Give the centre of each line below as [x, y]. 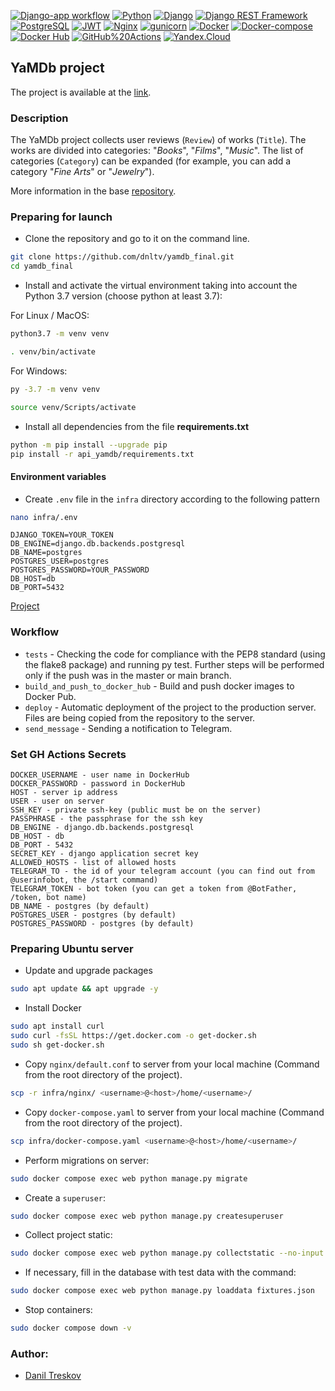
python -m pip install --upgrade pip [89, 445]
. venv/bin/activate [53, 352]
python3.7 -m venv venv [60, 334]
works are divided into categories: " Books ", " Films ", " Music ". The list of [157, 151]
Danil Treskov [53, 1376]
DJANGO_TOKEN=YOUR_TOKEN [62, 535]
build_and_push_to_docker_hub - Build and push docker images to [159, 686]
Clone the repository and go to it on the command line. [137, 239]
